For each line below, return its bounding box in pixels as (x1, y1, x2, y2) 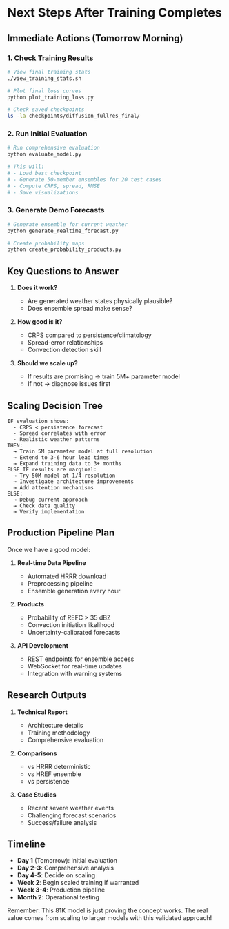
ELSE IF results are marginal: (7, 466, 97, 473)
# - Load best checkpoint (7, 170, 81, 177)
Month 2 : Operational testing (17, 893, 100, 901)
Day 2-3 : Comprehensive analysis (17, 864, 114, 872)
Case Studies (17, 790, 57, 799)
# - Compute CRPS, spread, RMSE (7, 183, 100, 190)
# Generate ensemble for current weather (7, 221, 128, 228)
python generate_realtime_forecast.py (7, 227, 119, 234)
